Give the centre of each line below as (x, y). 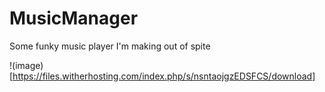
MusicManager (74, 18)
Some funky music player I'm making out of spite (110, 46)
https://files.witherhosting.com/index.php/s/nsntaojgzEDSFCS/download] (164, 76)
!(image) (26, 65)
